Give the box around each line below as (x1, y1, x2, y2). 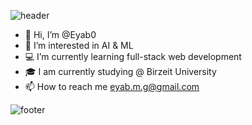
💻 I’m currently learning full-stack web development (24, 51, 242, 62)
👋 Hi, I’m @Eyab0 (24, 29, 97, 40)
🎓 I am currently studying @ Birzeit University (24, 66, 217, 77)
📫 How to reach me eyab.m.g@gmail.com (24, 81, 200, 92)
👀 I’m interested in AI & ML (24, 40, 134, 51)
